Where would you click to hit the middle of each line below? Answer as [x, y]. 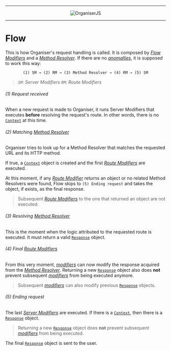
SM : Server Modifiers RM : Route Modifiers [60, 82]
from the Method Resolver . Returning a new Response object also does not [83, 270]
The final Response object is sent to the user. [51, 343]
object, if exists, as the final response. [45, 189]
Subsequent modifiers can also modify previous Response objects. [87, 285]
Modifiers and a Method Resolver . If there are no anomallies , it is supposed [84, 58]
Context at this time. [26, 121]
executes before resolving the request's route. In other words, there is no [82, 115]
